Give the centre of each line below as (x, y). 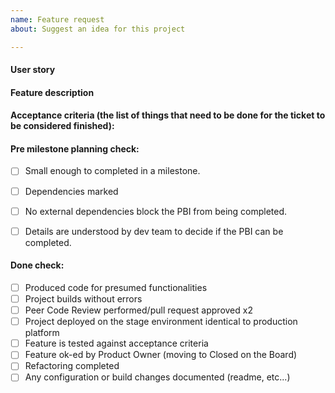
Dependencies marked (71, 191)
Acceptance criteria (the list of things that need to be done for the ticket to (168, 115)
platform (42, 333)
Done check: (37, 265)
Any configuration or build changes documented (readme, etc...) (157, 377)
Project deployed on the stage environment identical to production (161, 322)
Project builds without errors (83, 299)
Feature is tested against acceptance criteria (116, 343)
